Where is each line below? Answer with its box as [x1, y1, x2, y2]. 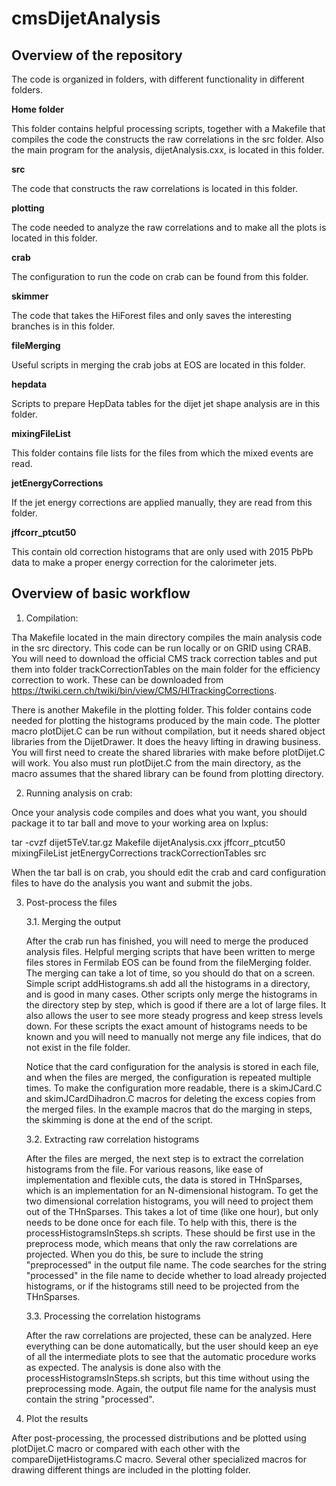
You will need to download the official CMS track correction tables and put [11, 652, 318, 664]
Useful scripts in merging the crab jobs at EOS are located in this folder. [11, 359, 306, 371]
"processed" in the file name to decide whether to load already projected [25, 1269, 327, 1281]
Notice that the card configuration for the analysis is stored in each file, [25, 1060, 319, 1072]
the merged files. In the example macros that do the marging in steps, [25, 1103, 313, 1115]
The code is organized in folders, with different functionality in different [11, 73, 305, 85]
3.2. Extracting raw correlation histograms [25, 1133, 200, 1145]
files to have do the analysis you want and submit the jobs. [11, 877, 253, 889]
